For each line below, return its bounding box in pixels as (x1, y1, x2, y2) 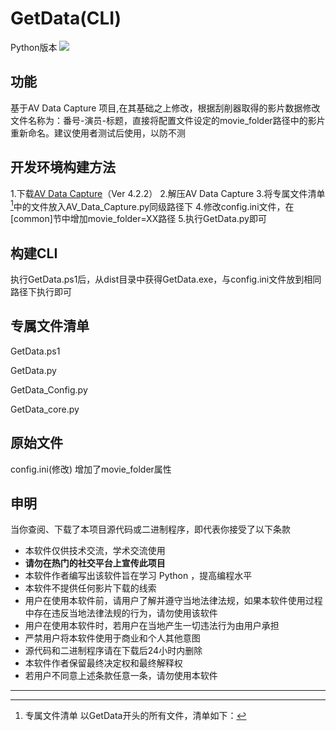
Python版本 (10, 41, 58, 53)
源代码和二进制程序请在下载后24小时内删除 (24, 645, 203, 657)
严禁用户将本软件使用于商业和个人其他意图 (24, 632, 201, 644)
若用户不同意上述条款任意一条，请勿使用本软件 (24, 670, 218, 682)
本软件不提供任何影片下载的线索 (24, 582, 157, 594)
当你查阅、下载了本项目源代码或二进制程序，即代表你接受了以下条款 (10, 523, 291, 536)
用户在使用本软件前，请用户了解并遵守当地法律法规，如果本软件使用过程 (24, 595, 323, 607)
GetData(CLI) (10, 7, 122, 30)
